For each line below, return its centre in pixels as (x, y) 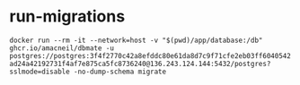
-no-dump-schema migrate (120, 72)
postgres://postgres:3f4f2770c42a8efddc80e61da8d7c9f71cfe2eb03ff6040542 (150, 55)
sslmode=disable (40, 72)
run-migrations (67, 17)
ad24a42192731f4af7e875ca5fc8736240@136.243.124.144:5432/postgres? (140, 64)
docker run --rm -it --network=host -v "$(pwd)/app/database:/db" (136, 40)
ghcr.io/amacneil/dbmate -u (62, 48)
